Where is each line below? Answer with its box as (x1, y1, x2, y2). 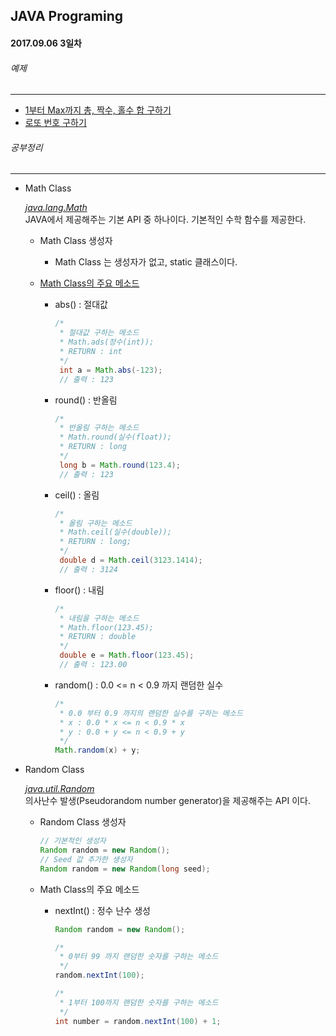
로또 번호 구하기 (24, 117, 87, 129)
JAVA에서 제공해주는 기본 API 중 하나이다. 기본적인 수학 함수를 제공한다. (24, 214, 307, 226)
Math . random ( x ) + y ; (54, 745, 141, 756)
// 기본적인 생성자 (39, 836, 107, 846)
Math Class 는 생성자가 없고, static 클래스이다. (54, 256, 238, 268)
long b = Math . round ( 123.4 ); (59, 460, 181, 470)
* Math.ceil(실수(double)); (59, 527, 172, 538)
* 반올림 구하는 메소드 (59, 423, 140, 433)
